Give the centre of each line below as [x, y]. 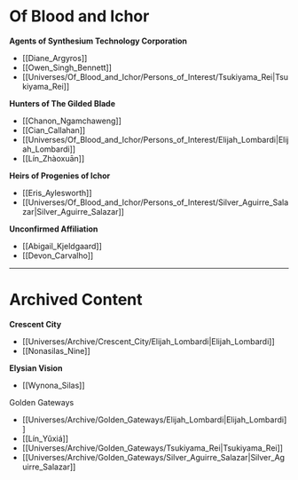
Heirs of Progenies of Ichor [60, 176]
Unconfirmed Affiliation [54, 229]
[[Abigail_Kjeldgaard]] [62, 246]
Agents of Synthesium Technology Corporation [98, 41]
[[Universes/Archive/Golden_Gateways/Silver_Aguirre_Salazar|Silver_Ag [153, 457]
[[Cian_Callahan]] [54, 130]
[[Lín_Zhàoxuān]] [53, 158]
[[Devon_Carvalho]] [58, 256]
